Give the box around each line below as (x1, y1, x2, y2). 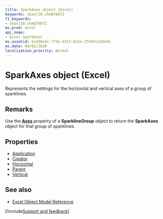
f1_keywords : (5, 16, 32, 21)
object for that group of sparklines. (5, 123, 75, 129)
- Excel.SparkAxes (5, 35, 43, 40)
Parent (12, 166, 26, 172)
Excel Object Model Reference (12, 198, 74, 204)
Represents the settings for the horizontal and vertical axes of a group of (5, 85, 152, 91)
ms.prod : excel (5, 26, 36, 30)
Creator (12, 156, 28, 162)
